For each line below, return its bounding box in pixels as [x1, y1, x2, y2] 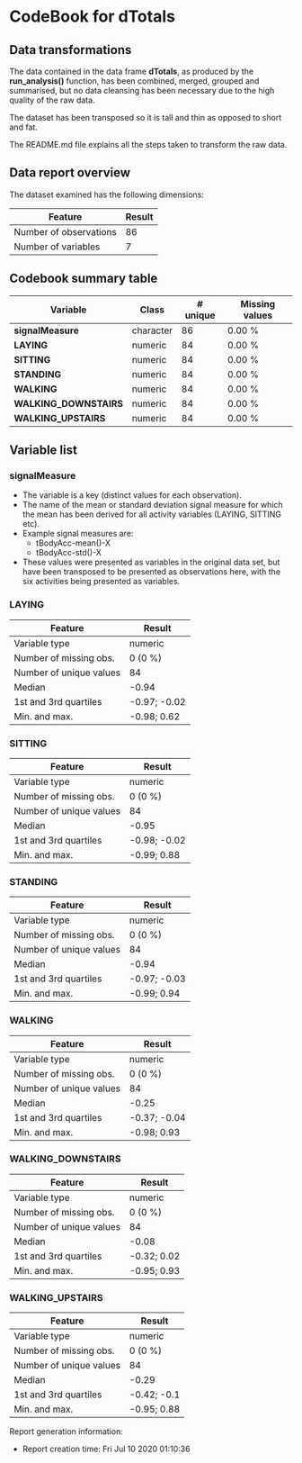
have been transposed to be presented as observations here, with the [22, 566, 281, 577]
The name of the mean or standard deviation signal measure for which [22, 500, 283, 510]
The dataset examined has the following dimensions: [9, 189, 205, 200]
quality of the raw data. [9, 95, 96, 105]
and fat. [9, 122, 39, 132]
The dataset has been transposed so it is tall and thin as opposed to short [9, 113, 282, 122]
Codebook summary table [9, 271, 158, 286]
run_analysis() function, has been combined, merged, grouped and [9, 76, 260, 86]
